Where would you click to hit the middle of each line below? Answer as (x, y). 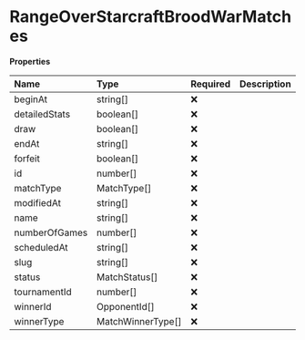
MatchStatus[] (127, 277)
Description (265, 84)
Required (211, 84)
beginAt (31, 99)
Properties (30, 61)
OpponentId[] (125, 306)
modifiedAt (38, 202)
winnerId (33, 306)
